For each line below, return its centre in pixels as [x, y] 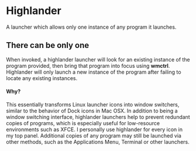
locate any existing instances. [42, 78]
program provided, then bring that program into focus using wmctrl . [88, 66]
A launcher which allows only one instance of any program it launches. [91, 27]
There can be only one [48, 45]
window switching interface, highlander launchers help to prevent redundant [98, 117]
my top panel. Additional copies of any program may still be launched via [94, 135]
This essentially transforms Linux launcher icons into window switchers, [93, 104]
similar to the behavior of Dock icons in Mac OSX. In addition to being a [92, 111]
